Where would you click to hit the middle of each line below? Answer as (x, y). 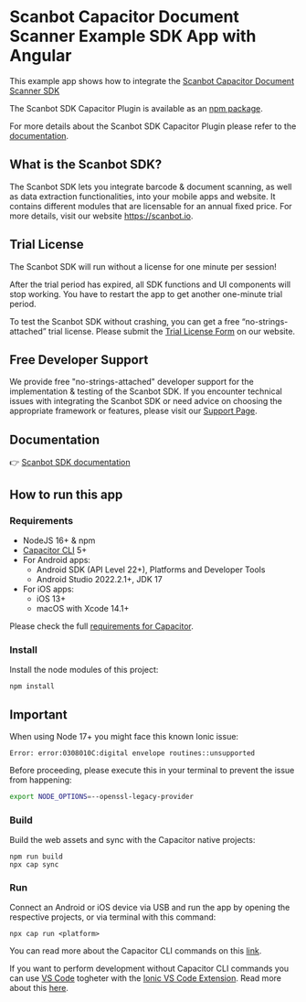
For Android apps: (57, 560)
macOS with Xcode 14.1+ (83, 608)
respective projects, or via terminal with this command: (113, 917)
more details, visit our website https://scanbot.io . (101, 216)
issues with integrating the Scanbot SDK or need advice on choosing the (146, 401)
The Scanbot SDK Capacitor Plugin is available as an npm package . (136, 108)
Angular (41, 56)
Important (38, 714)
